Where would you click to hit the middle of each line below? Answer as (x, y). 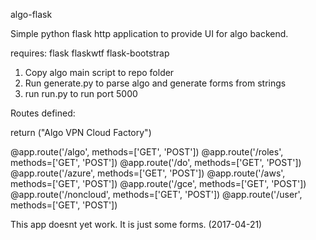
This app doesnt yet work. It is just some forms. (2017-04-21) (136, 224)
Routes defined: (43, 113)
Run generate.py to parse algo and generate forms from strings (155, 83)
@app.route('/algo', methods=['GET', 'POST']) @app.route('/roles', (147, 152)
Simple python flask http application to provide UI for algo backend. (149, 33)
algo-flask (31, 14)
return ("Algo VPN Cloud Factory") (81, 132)
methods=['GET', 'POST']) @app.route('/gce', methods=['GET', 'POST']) (158, 183)
